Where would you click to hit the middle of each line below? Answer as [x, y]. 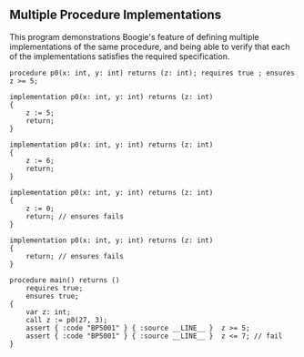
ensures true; [52, 296]
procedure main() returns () [65, 280]
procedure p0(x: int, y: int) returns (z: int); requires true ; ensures [152, 73]
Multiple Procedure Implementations [115, 15]
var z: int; [48, 312]
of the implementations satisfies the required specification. [120, 56]
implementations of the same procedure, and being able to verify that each [150, 46]
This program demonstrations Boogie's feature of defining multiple [134, 36]
